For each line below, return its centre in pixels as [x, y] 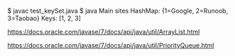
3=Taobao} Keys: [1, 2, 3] [44, 18]
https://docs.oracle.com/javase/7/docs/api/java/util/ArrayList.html [104, 32]
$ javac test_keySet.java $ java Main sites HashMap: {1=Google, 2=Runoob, [118, 11]
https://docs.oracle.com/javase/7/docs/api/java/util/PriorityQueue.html [111, 45]
